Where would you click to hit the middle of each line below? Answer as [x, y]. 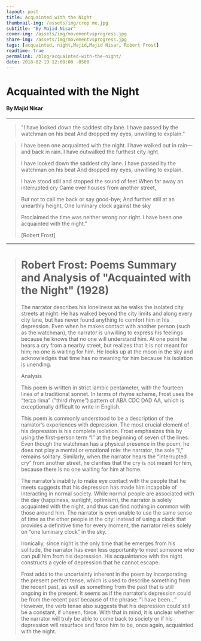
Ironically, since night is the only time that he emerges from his [98, 543]
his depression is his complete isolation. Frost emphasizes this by [101, 431]
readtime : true [25, 51]
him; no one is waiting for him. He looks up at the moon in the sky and [107, 352]
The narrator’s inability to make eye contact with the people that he [103, 480]
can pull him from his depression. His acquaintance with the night [101, 556]
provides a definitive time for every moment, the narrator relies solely [106, 525]
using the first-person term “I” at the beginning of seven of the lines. [105, 437]
